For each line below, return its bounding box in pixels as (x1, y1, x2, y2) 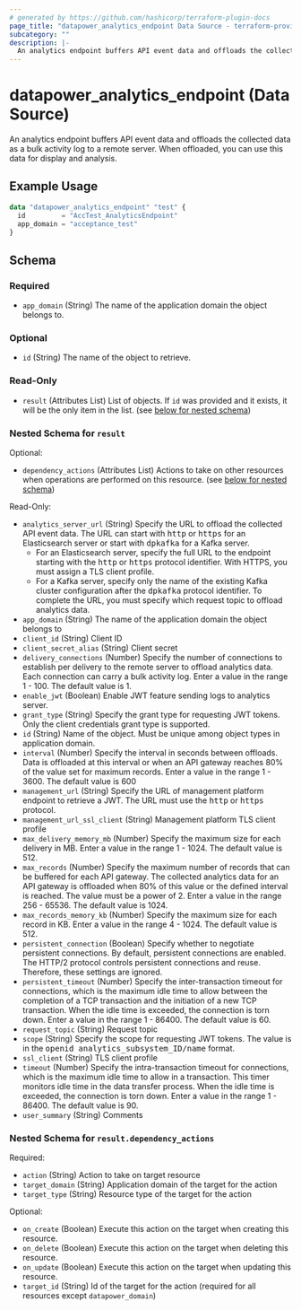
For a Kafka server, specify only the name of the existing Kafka (35, 575, 269, 586)
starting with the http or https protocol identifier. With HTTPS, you (35, 556, 288, 567)
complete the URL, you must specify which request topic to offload (35, 594, 283, 606)
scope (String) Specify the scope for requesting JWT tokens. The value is (21, 1033, 292, 1044)
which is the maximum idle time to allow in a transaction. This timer (21, 1071, 271, 1082)
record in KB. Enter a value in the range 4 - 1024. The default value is (21, 919, 278, 930)
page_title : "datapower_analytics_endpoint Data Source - (9, 22, 230, 31)
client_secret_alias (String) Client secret (21, 642, 178, 653)
